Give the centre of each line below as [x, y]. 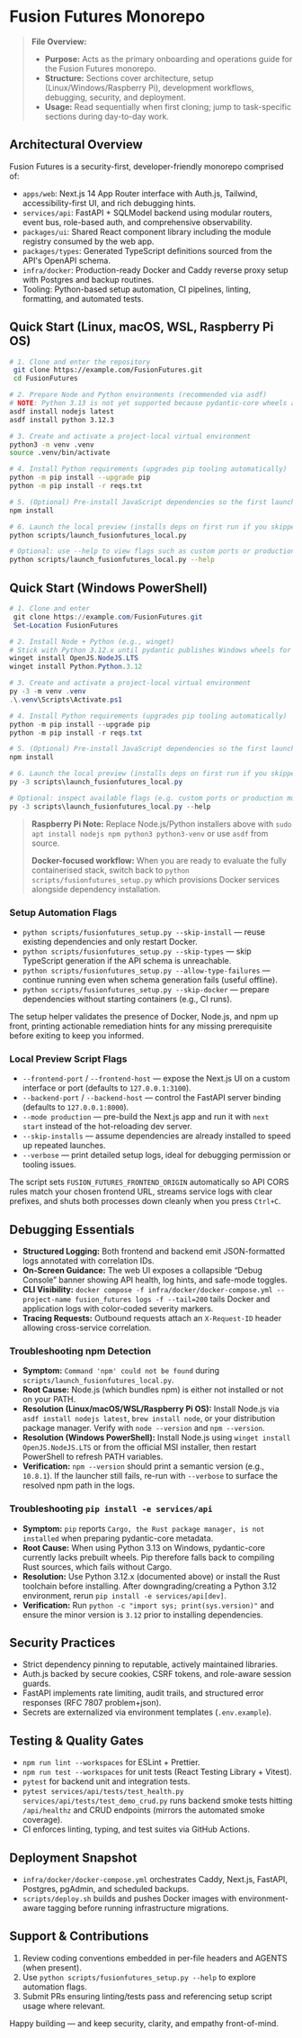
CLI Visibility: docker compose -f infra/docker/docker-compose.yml [147, 1290]
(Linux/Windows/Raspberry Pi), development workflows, [149, 87]
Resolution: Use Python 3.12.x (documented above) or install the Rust [151, 1576]
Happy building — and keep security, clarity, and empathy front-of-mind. [144, 2023]
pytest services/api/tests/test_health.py [103, 1792]
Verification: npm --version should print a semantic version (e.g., [143, 1466]
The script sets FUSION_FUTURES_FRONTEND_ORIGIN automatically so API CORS [149, 1182]
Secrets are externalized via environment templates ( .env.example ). [147, 1712]
